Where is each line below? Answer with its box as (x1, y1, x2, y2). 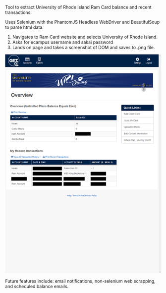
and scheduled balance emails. (5, 284, 69, 289)
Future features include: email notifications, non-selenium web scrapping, (5, 278, 156, 284)
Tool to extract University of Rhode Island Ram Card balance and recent (5, 4, 152, 10)
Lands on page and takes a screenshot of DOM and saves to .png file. (12, 45, 155, 50)
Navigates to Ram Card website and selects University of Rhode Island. (12, 34, 158, 40)
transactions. (5, 9, 32, 15)
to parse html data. (5, 24, 44, 30)
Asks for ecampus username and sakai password (12, 39, 113, 45)
